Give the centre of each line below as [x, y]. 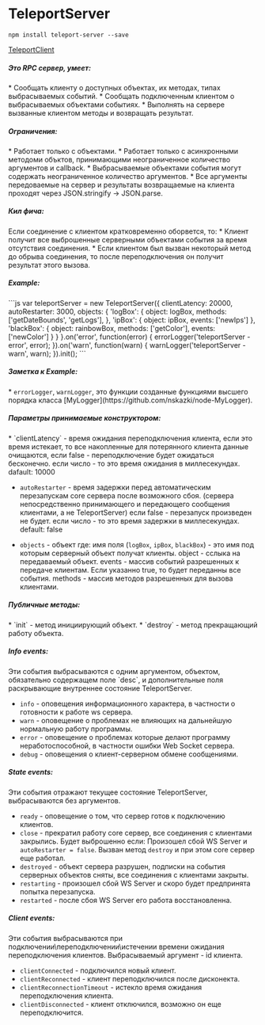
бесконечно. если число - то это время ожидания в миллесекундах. [124, 463]
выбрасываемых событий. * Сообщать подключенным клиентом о [121, 96]
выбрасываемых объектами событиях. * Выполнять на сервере [117, 105]
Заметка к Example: [43, 372]
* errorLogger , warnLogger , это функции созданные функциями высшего [128, 391]
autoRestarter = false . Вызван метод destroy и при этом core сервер [137, 849]
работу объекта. [36, 633]
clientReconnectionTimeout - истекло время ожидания [111, 987]
